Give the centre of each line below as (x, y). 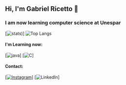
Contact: (14, 67)
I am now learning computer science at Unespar (63, 23)
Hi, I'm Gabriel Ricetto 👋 (42, 9)
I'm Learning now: (24, 45)
